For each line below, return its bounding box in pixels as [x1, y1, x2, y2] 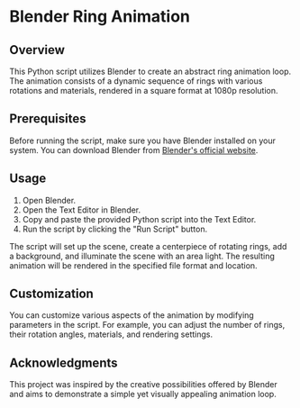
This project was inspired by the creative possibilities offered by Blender [9, 379, 277, 390]
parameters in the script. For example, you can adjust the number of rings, [9, 320, 286, 331]
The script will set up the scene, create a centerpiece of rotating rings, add [9, 240, 287, 251]
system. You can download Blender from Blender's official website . [9, 144, 259, 155]
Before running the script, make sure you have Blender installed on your [9, 135, 277, 146]
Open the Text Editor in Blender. [22, 204, 141, 215]
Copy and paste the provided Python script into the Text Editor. [22, 213, 257, 224]
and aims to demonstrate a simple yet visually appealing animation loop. [9, 389, 277, 400]
